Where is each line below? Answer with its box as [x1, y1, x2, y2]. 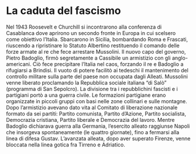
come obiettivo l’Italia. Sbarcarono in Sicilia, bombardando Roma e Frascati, [6, 36, 188, 43]
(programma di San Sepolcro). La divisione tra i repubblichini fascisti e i [6, 85, 178, 92]
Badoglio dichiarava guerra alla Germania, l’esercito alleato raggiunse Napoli [6, 123, 190, 129]
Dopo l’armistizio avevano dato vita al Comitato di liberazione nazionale [6, 104, 178, 111]
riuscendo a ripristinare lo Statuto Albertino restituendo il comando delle [6, 42, 180, 49]
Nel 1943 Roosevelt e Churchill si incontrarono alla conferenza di [6, 23, 162, 30]
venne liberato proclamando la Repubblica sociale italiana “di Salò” [6, 79, 167, 86]
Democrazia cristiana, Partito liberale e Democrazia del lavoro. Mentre [6, 116, 175, 123]
